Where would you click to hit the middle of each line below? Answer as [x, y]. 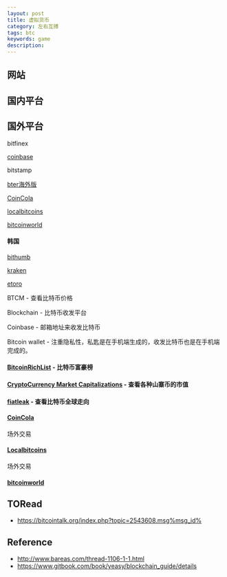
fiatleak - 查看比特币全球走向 [48, 401]
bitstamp [20, 170]
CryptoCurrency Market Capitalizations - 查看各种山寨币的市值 [98, 384]
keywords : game [29, 39]
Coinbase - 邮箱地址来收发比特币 [54, 327]
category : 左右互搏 [33, 26]
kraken [17, 270]
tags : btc [21, 33]
